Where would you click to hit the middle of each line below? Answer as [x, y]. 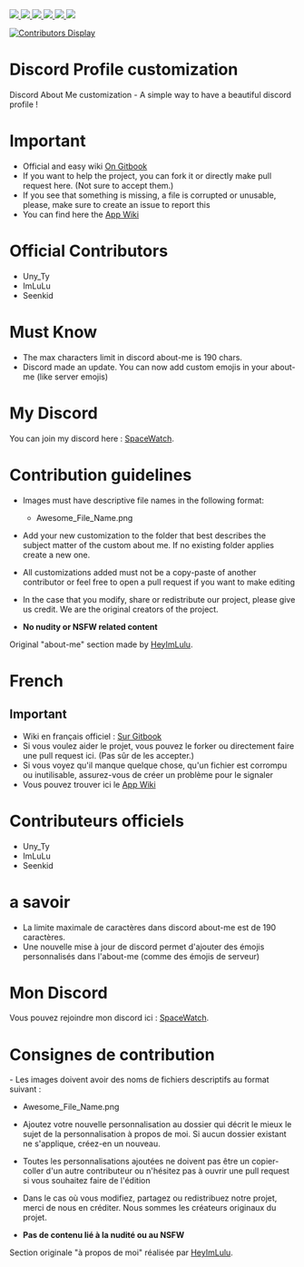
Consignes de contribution [112, 1054]
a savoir [40, 902]
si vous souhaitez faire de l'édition [86, 1181]
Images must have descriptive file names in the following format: [143, 500]
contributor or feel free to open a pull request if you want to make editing [158, 582]
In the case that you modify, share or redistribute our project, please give [159, 599]
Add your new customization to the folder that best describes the [144, 535]
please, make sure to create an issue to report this [116, 204]
